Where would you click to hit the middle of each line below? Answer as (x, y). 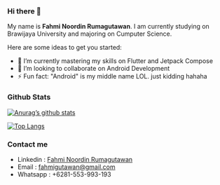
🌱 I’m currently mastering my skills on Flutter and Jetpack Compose (115, 61)
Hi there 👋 (25, 11)
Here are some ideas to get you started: (65, 48)
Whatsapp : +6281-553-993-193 (64, 174)
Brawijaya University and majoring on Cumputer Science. (90, 34)
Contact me (28, 144)
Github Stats (29, 97)
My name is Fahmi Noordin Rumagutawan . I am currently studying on (109, 27)
